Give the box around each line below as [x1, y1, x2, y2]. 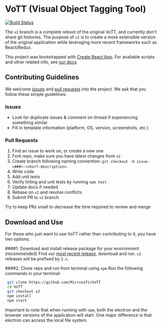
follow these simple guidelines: [5, 91, 67, 97]
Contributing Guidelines [5, 73, 79, 81]
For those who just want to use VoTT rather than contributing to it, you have [5, 231, 156, 237]
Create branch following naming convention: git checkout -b [12, 158, 135, 164]
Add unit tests [12, 174, 40, 180]
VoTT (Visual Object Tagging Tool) [5, 3, 146, 15]
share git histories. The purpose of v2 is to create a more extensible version [5, 34, 156, 40]
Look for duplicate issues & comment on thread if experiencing [12, 114, 138, 120]
